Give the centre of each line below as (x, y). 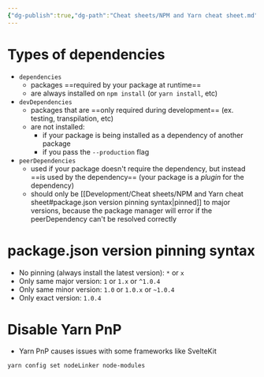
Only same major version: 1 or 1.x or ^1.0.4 (89, 281)
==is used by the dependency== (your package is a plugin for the (138, 177)
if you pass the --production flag (96, 151)
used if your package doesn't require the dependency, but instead (138, 168)
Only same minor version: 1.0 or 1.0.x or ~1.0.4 (97, 289)
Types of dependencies (86, 54)
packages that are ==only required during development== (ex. (132, 110)
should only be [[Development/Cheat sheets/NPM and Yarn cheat (137, 193)
